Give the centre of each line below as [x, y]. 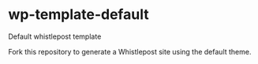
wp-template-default [79, 15]
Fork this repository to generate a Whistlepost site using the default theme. [130, 51]
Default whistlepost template [55, 36]
